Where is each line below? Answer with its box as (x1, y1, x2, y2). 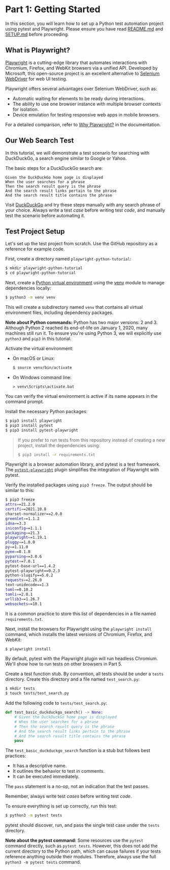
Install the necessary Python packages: (5, 408, 88, 414)
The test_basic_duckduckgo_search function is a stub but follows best (5, 747, 151, 753)
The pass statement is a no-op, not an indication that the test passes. (5, 784, 150, 790)
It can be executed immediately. (12, 773, 80, 779)
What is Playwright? (5, 46, 70, 54)
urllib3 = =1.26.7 (5, 596, 40, 601)
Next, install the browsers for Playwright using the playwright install (5, 626, 152, 632)
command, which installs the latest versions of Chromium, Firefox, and (5, 631, 152, 637)
